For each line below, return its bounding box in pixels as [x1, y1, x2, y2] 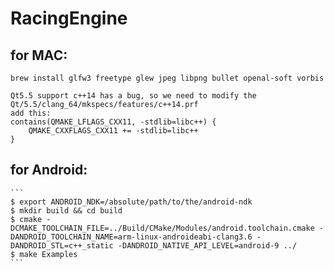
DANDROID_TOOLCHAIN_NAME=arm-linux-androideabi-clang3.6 [10, 232, 253, 242]
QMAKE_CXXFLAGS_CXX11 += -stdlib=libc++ [28, 126, 199, 136]
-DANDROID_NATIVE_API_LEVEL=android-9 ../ [117, 240, 298, 251]
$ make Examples [10, 249, 78, 259]
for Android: [10, 162, 88, 179]
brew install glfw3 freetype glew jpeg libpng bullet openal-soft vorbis [10, 73, 325, 83]
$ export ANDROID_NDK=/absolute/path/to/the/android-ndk [10, 197, 253, 207]
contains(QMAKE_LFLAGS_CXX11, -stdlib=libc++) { [10, 117, 217, 127]
